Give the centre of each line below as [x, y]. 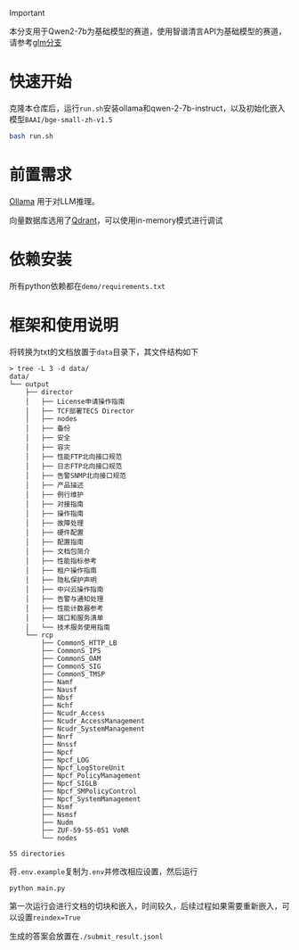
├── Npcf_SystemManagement [91, 799]
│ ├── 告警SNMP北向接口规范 [76, 475]
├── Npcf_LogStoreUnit [83, 768]
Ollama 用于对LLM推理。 [54, 201]
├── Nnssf [59, 744]
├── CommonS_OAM [71, 658]
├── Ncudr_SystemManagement [93, 729]
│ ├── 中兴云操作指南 [65, 589]
